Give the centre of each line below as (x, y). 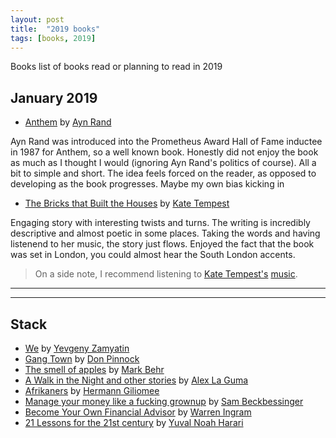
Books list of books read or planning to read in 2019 (116, 67)
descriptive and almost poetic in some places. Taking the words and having (165, 233)
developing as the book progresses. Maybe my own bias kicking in (147, 184)
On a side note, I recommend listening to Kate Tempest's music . (166, 274)
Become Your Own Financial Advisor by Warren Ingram (138, 412)
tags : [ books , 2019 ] (53, 38)
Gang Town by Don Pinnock (82, 359)
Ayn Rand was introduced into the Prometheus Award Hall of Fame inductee (166, 142)
